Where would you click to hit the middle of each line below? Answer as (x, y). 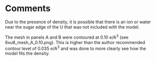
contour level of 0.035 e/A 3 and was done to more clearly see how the (76, 48)
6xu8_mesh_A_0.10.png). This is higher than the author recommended (75, 42)
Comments (28, 8)
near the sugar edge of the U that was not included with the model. (72, 27)
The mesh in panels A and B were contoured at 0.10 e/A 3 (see (67, 37)
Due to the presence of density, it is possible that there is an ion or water (78, 22)
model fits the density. (27, 53)
